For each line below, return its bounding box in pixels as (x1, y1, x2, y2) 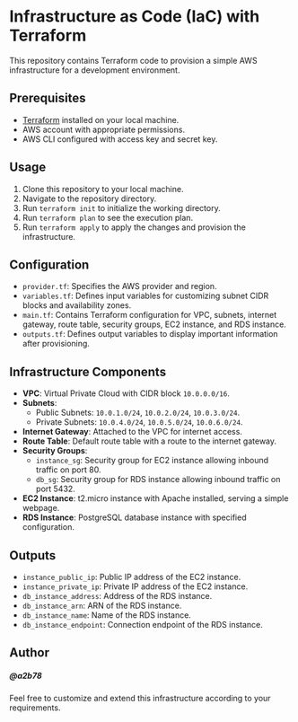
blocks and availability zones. (22, 300, 132, 311)
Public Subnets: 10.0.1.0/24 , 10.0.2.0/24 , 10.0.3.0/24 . (35, 407, 241, 418)
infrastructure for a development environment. (9, 65, 180, 75)
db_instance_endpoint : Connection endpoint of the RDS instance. (22, 620, 263, 630)
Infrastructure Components (9, 364, 167, 379)
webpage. (22, 503, 60, 514)
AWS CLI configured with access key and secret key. (22, 133, 218, 145)
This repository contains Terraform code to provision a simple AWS (9, 55, 258, 66)
